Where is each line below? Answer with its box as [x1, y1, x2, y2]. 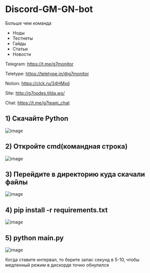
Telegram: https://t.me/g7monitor [5, 61, 74, 67]
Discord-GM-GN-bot [5, 4, 93, 15]
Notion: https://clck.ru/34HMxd [5, 80, 70, 86]
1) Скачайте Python [5, 114, 69, 123]
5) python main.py [5, 233, 64, 242]
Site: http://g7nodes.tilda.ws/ [5, 90, 65, 96]
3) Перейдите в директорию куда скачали [5, 170, 145, 179]
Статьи [12, 46, 28, 52]
